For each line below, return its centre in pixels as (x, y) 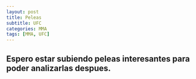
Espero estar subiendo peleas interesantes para (98, 59)
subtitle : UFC (24, 23)
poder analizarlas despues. (59, 68)
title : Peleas (24, 17)
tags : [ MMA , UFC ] (28, 34)
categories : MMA (27, 29)
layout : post (23, 12)
